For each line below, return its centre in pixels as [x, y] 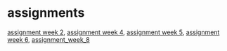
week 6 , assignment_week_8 [48, 39]
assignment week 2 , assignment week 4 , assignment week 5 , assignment [113, 32]
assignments [46, 13]
